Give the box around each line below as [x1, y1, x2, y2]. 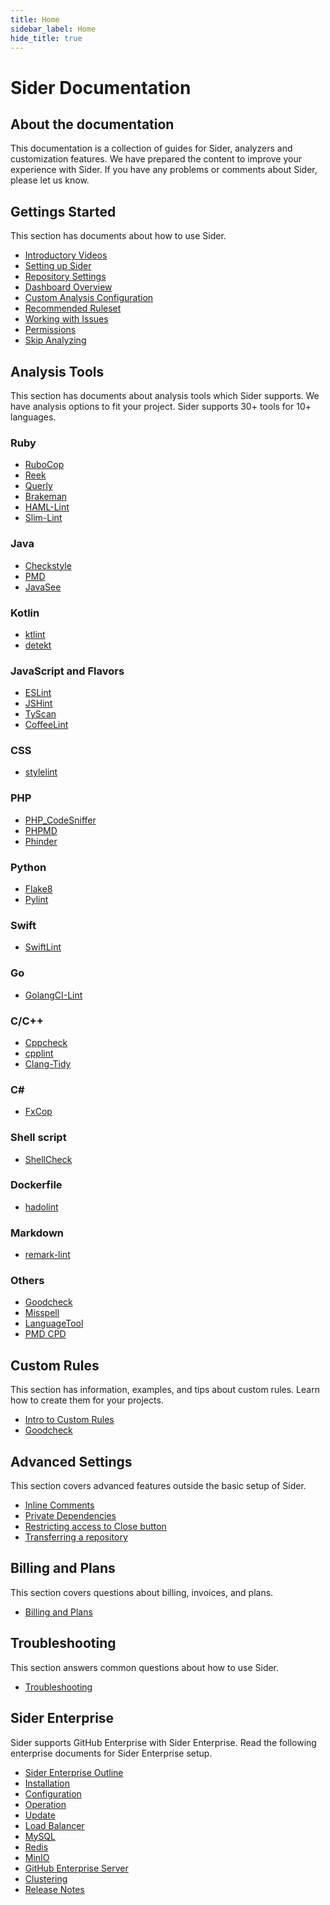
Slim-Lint [24, 512, 63, 524]
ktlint [24, 628, 46, 640]
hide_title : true [10, 33, 83, 43]
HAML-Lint [24, 501, 70, 513]
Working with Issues [24, 313, 109, 325]
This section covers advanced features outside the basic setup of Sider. [10, 1480, 307, 1492]
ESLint [24, 687, 52, 699]
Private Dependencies [24, 1510, 117, 1522]
